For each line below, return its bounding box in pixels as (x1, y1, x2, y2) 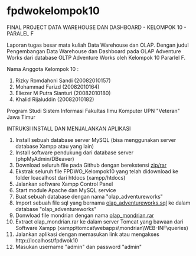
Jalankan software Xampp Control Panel (15, 180, 113, 187)
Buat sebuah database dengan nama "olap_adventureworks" (15, 193, 163, 200)
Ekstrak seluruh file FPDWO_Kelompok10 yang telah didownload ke (15, 167, 179, 175)
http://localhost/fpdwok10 (15, 236, 79, 244)
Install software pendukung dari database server (15, 149, 134, 156)
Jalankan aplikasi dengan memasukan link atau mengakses (15, 231, 160, 238)
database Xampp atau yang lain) (15, 142, 94, 150)
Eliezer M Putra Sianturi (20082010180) (15, 89, 111, 96)
